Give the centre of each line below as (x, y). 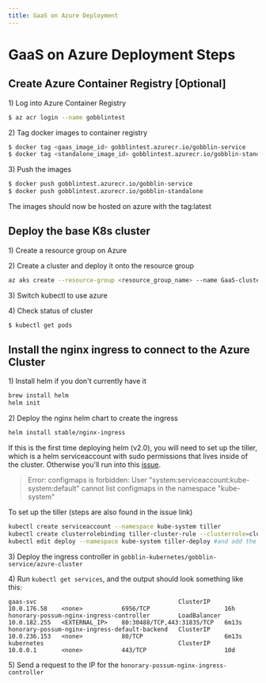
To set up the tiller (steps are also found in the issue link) (101, 512)
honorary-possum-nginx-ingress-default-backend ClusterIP (110, 629)
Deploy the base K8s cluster (79, 231)
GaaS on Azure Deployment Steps (122, 54)
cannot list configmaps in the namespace (148, 488)
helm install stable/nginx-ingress (67, 433)
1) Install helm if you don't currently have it (77, 381)
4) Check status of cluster (51, 310)
